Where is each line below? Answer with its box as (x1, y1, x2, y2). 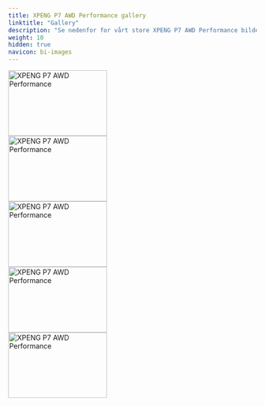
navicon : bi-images (8, 48, 73, 56)
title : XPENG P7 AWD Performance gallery (8, 11, 147, 20)
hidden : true (8, 41, 51, 49)
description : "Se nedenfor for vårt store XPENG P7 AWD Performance (8, 26, 238, 34)
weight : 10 (8, 33, 44, 42)
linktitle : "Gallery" (8, 19, 80, 27)
